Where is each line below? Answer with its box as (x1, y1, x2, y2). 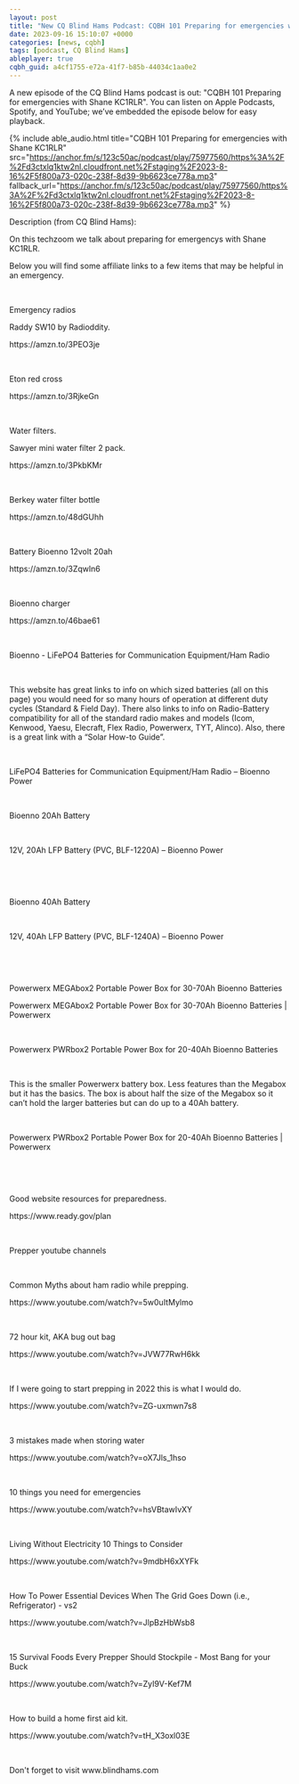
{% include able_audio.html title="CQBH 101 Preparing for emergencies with (9, 133, 287, 143)
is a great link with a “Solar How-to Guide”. (9, 732, 166, 742)
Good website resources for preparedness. (9, 1193, 167, 1204)
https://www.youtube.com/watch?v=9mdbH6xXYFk (9, 1556, 199, 1567)
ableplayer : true (9, 54, 74, 63)
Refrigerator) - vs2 (9, 1600, 78, 1610)
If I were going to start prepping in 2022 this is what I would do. (9, 1383, 242, 1394)
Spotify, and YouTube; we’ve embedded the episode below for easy (9, 106, 258, 117)
